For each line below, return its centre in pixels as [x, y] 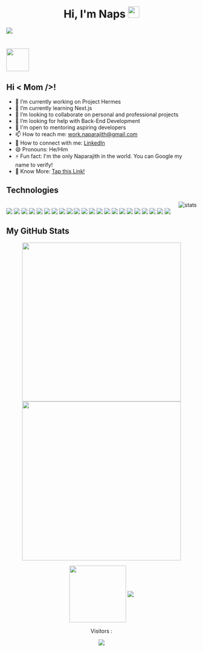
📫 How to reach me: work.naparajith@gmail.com [76, 134]
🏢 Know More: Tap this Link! [50, 171]
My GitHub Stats [38, 231]
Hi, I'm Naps [94, 14]
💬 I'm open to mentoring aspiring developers [70, 127]
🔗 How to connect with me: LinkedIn [60, 143]
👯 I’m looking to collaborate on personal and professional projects [97, 114]
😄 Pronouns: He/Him [41, 149]
